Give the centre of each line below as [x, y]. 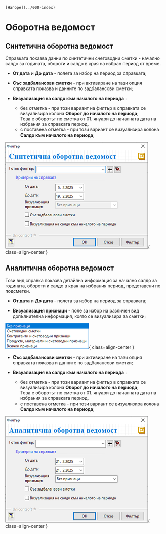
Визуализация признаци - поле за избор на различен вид [76, 310]
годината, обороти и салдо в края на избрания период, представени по [83, 286]
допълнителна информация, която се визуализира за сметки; [79, 316]
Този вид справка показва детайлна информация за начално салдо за [81, 280]
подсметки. [18, 291]
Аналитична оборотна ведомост [60, 268]
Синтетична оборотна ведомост [59, 46]
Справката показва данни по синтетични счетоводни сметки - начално [83, 58]
